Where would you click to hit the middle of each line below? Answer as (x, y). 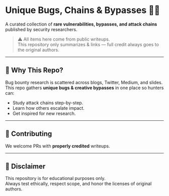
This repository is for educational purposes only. (55, 178)
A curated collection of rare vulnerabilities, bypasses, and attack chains (81, 24)
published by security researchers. (41, 29)
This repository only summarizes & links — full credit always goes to (88, 44)
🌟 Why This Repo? (34, 70)
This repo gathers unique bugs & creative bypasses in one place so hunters (84, 88)
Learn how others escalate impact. (48, 108)
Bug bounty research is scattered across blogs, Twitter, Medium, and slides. (84, 82)
